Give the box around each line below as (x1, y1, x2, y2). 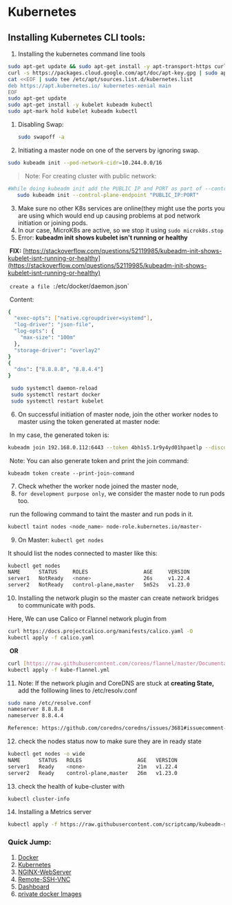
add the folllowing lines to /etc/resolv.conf (17, 686, 138, 694)
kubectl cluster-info (8, 796, 70, 802)
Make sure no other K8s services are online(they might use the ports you (17, 204, 225, 212)
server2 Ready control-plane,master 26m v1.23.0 (8, 769, 178, 776)
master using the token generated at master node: (17, 417, 160, 425)
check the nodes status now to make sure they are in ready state (17, 737, 202, 745)
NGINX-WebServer (17, 868, 72, 876)
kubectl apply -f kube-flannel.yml (8, 666, 110, 673)
